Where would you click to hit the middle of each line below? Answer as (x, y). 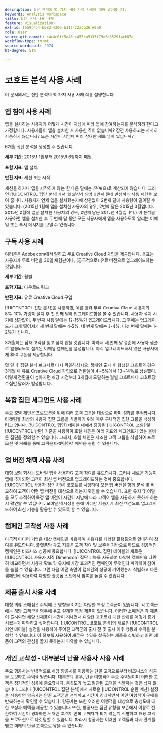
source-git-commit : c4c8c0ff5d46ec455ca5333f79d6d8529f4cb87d (69, 37)
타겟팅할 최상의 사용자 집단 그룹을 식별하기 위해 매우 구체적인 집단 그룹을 (74, 419)
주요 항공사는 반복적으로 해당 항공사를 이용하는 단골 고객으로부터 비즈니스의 (77, 671)
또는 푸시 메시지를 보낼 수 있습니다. (43, 225)
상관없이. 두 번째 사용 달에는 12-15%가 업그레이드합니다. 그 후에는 (76, 320)
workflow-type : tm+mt (27, 41)
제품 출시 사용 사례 (31, 592)
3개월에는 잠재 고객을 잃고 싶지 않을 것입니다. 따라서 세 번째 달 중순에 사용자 (77, 343)
